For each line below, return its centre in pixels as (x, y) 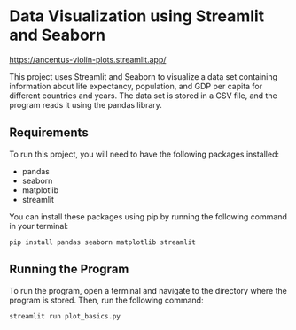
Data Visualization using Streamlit (137, 16)
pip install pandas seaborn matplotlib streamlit (103, 242)
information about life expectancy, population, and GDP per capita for (136, 86)
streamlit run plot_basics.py (65, 316)
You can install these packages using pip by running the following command (148, 216)
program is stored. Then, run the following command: (106, 300)
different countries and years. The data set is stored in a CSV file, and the (143, 96)
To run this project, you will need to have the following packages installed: (144, 154)
